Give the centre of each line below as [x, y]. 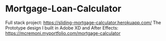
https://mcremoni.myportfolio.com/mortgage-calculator [63, 33]
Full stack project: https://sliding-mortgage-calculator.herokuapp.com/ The [83, 22]
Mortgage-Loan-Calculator [63, 9]
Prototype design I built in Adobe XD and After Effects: [62, 27]
